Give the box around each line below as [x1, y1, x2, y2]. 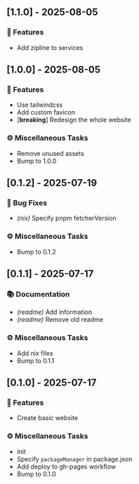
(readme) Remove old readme [16, 315, 103, 324]
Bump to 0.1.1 [16, 356, 55, 365]
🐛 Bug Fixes [6, 197, 47, 207]
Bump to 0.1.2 [16, 247, 57, 256]
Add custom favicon [16, 108, 75, 117]
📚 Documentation [6, 289, 70, 299]
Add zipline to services [16, 43, 84, 52]
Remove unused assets [16, 149, 85, 157]
